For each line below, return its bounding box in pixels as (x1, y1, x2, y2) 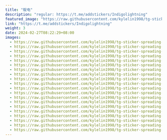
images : (5, 35, 21, 40)
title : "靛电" (5, 7, 33, 12)
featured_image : (5, 16, 39, 21)
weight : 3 (5, 26, 26, 31)
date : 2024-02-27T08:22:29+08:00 (5, 30, 75, 35)
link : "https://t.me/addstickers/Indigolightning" (5, 21, 112, 26)
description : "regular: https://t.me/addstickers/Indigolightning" (5, 12, 148, 17)
